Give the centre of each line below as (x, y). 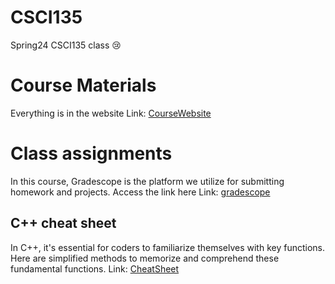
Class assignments (91, 153)
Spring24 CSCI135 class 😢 (66, 45)
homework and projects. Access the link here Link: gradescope (140, 192)
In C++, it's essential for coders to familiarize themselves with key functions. (168, 247)
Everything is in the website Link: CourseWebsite (111, 113)
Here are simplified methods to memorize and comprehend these (145, 258)
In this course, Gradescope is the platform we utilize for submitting (147, 181)
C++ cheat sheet (63, 223)
